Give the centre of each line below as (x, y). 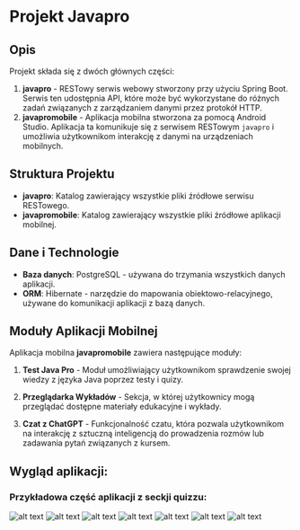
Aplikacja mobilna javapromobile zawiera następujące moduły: (126, 353)
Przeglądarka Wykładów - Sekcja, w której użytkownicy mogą (138, 397)
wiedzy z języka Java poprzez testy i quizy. (103, 380)
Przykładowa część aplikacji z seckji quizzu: (108, 497)
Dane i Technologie (64, 253)
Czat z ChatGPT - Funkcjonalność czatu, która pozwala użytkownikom (153, 424)
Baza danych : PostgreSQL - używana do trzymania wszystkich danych (154, 274)
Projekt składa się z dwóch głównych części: (92, 71)
